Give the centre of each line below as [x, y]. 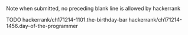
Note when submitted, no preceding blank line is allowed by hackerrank [93, 8]
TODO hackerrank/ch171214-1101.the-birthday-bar [67, 20]
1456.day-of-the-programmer [42, 26]
